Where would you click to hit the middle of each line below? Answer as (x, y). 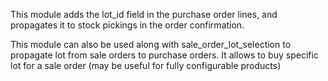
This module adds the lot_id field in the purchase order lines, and (144, 14)
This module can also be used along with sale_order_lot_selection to (151, 44)
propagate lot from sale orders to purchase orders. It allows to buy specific (164, 55)
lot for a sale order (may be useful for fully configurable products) (146, 65)
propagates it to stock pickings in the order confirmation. (127, 25)
